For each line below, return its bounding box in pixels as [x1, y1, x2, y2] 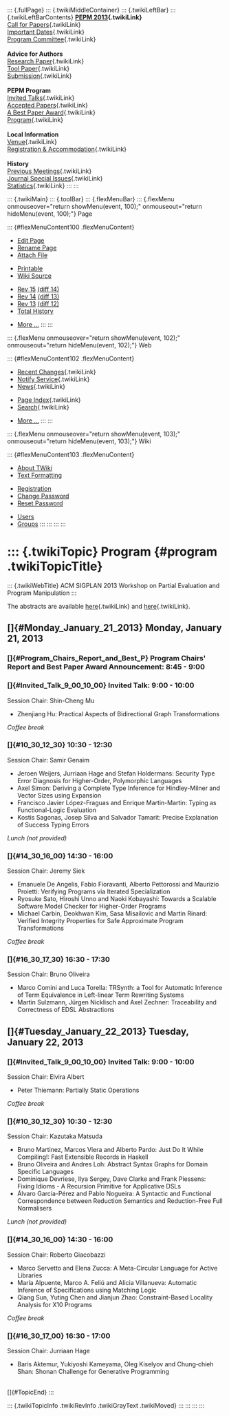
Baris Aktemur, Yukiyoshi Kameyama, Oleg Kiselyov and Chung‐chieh [17, 1360, 214, 1368]
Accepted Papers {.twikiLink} [7, 101, 88, 109]
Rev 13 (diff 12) [17, 300, 60, 307]
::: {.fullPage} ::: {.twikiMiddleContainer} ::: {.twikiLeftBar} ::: [7, 6, 176, 14]
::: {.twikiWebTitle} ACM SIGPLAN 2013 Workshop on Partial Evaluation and [7, 581, 220, 589]
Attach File [17, 251, 48, 259]
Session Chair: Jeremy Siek [7, 867, 85, 875]
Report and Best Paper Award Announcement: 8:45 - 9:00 [7, 662, 205, 671]
